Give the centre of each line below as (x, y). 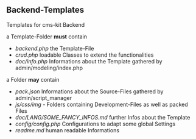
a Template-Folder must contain (47, 37)
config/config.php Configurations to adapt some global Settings (95, 124)
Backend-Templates (45, 10)
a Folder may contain (33, 79)
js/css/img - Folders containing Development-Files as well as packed (102, 104)
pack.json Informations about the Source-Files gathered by (89, 91)
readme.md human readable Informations (67, 130)
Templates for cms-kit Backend (46, 24)
